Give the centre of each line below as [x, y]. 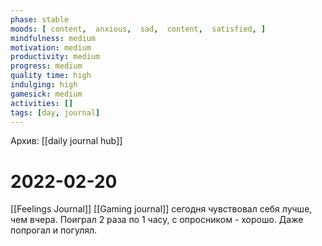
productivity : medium [55, 57]
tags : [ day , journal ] [55, 112]
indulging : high [44, 85]
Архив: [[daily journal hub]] [66, 141]
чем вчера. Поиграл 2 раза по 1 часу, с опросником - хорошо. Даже [157, 220]
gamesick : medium [46, 94]
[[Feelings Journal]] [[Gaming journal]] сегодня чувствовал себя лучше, [161, 209]
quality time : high [51, 76]
